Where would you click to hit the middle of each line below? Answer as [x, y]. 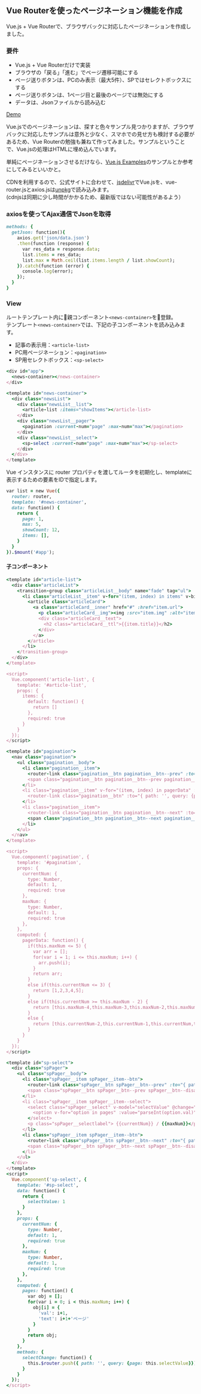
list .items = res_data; [52, 254]
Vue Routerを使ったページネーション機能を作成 [94, 11]
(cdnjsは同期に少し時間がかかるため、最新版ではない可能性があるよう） [95, 197]
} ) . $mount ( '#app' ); [31, 552]
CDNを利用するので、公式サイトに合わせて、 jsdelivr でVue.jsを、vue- [92, 182]
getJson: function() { [39, 232]
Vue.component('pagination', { [51, 857]
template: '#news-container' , [49, 502]
